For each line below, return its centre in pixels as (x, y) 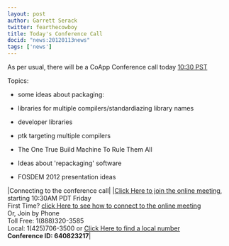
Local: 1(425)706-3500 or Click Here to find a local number (94, 228)
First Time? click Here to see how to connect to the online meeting (104, 206)
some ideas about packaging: (61, 94)
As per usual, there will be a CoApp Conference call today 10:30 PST (107, 67)
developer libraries (45, 122)
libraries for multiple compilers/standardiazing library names (106, 108)
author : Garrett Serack (43, 21)
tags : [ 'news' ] (30, 47)
